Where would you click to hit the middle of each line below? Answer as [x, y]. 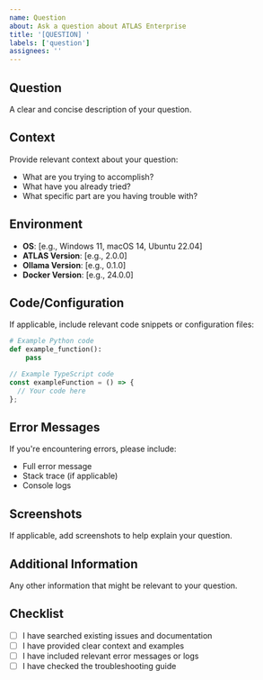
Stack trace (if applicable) [70, 476]
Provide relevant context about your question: [94, 159]
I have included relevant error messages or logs [110, 656]
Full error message [57, 467]
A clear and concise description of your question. [101, 109]
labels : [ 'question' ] [50, 43]
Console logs [47, 485]
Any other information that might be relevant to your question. [123, 585]
